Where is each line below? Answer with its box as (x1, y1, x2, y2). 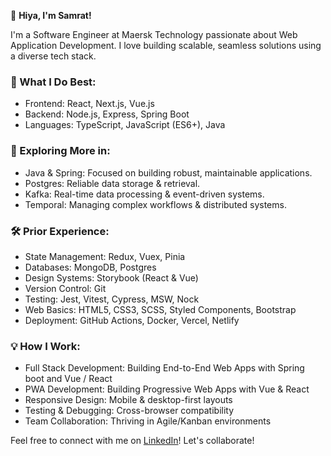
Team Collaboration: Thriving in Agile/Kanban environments (24, 415, 272, 427)
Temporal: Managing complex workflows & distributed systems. (24, 198, 287, 210)
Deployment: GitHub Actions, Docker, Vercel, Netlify (24, 314, 240, 326)
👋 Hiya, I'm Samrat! (10, 10, 92, 21)
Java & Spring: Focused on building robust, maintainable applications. (24, 166, 313, 179)
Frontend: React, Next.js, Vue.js (24, 98, 155, 110)
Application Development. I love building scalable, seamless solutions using (10, 40, 322, 51)
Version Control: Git (24, 282, 107, 294)
